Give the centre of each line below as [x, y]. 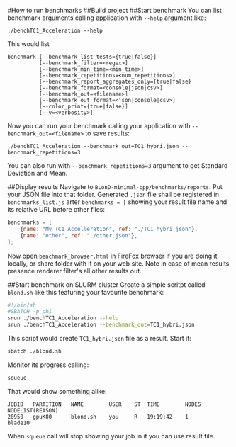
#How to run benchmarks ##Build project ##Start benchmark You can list [114, 10]
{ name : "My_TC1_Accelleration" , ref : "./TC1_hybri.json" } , [109, 229]
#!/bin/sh [22, 305]
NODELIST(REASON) [33, 410]
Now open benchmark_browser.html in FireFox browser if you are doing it [112, 256]
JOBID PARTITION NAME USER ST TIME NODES [104, 404]
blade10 [19, 423]
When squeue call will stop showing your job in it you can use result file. [111, 436]
